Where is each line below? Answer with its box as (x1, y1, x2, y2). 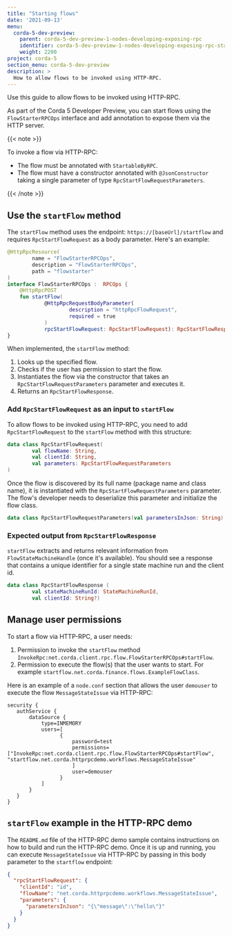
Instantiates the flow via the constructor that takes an (17, 372, 169, 381)
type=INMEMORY (41, 720, 81, 727)
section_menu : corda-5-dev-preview (7, 61, 110, 68)
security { (7, 702, 39, 709)
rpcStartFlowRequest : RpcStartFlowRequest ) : (43, 325, 175, 332)
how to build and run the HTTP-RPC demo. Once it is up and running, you (7, 843, 216, 851)
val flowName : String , (32, 447, 97, 455)
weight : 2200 (19, 49, 57, 56)
